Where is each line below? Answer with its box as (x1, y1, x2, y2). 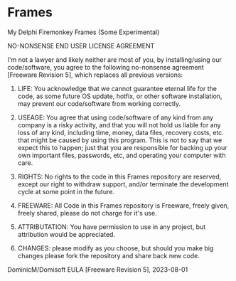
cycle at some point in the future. (17, 187, 115, 196)
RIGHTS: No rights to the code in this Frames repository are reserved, (17, 172, 222, 181)
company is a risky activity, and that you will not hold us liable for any (17, 120, 222, 129)
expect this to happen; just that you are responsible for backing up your (17, 143, 227, 152)
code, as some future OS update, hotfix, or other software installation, (17, 92, 222, 100)
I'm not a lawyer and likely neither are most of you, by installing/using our (7, 55, 222, 64)
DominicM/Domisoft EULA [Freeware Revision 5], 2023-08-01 (7, 265, 188, 274)
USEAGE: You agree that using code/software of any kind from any (17, 113, 214, 122)
